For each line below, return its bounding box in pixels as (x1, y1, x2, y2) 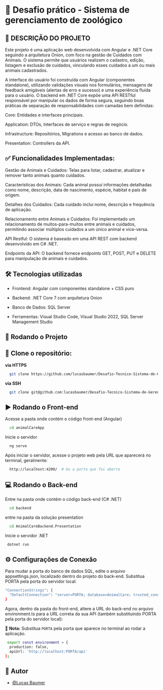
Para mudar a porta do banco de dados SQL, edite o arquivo (5, 568, 125, 574)
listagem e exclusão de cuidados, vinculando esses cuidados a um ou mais (5, 63, 155, 68)
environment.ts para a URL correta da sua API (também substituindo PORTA (5, 611, 157, 617)
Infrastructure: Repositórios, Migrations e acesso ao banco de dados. (5, 131, 144, 136)
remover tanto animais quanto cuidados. (5, 172, 86, 178)
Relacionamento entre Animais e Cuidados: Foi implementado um (5, 216, 135, 222)
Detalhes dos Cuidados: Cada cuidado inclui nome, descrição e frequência (5, 201, 155, 207)
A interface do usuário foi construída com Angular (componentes (5, 77, 135, 82)
